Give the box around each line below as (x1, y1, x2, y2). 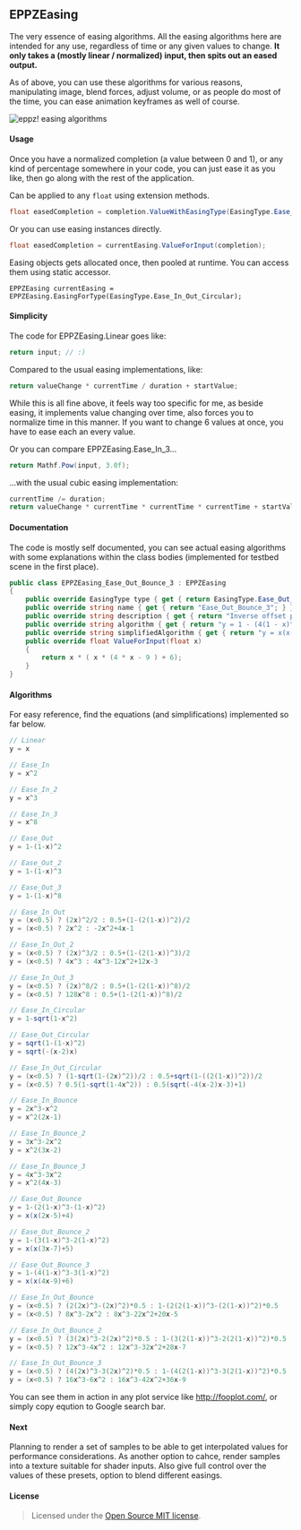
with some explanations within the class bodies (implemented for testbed (9, 551, 279, 563)
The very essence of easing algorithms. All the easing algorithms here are (9, 30, 282, 41)
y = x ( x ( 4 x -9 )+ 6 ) (9, 1276, 74, 1286)
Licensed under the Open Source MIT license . (30, 1510, 202, 1521)
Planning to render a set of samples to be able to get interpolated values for (9, 1441, 288, 1452)
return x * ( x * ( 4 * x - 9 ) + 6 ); (41, 653, 183, 662)
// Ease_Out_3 (9, 882, 63, 892)
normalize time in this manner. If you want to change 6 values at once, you (9, 417, 284, 427)
